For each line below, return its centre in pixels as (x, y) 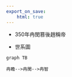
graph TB (17, 58)
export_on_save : (26, 11)
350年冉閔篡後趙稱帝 (40, 34)
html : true (30, 17)
